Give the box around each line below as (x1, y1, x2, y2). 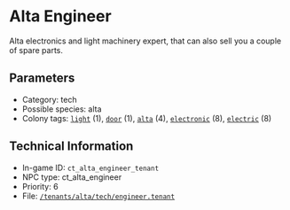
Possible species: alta (21, 104, 102, 114)
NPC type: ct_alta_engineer (21, 171, 122, 183)
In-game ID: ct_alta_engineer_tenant (21, 162, 160, 173)
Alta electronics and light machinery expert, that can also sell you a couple (9, 35, 282, 46)
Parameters (9, 71, 75, 86)
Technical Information (9, 139, 134, 154)
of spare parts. (9, 44, 64, 55)
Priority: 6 (21, 181, 59, 191)
